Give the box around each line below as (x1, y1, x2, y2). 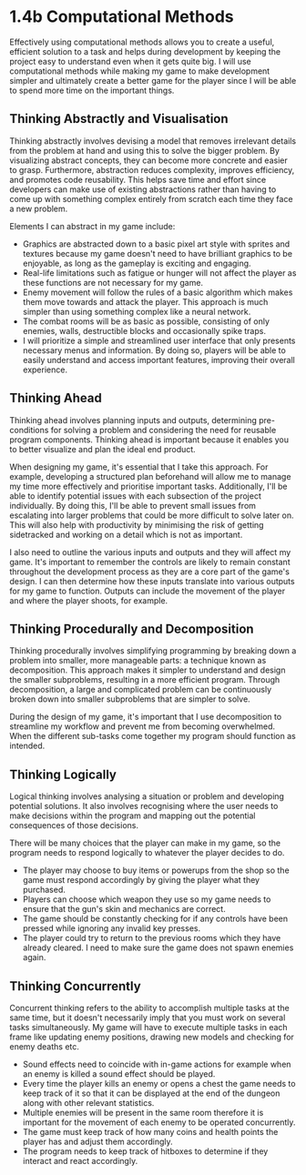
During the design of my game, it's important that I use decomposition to (9, 712, 282, 723)
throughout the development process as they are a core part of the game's (9, 566, 290, 577)
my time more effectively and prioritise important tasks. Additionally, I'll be (9, 481, 288, 491)
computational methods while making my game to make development (9, 66, 270, 76)
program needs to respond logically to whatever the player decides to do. (9, 847, 285, 858)
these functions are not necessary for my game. (22, 277, 203, 288)
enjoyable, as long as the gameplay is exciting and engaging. (22, 258, 252, 268)
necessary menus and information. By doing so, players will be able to (22, 344, 287, 356)
